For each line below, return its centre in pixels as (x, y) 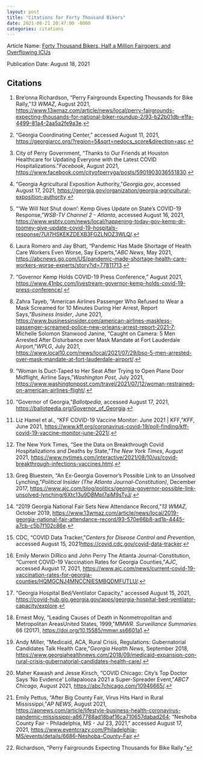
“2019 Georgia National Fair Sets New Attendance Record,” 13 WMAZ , (101, 507)
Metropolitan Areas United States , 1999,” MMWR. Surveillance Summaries (106, 624)
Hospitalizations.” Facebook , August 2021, (67, 166)
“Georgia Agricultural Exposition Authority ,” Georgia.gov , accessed (98, 184)
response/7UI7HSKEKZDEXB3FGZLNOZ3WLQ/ (73, 234)
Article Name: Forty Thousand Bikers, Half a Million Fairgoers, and (89, 46)
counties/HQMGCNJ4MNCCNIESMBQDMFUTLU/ (77, 581)
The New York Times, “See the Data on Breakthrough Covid (90, 445)
